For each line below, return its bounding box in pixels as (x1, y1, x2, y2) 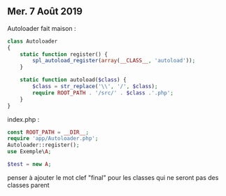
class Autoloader (7, 38, 58, 45)
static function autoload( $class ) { (20, 76, 127, 83)
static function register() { (20, 50, 108, 58)
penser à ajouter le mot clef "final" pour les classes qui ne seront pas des (7, 173, 219, 181)
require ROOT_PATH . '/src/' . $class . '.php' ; (32, 89, 174, 97)
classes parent (7, 181, 50, 189)
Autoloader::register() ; (7, 141, 80, 149)
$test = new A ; (7, 161, 52, 168)
